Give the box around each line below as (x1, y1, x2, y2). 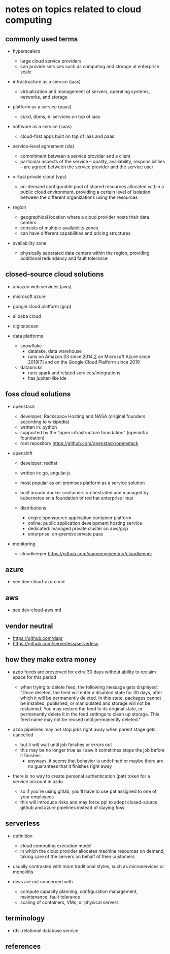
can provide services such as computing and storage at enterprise (20, 64, 160, 69)
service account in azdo (12, 778, 63, 784)
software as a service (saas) (12, 124, 72, 129)
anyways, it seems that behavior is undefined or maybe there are (27, 758, 164, 764)
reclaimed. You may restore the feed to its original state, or (20, 705, 143, 711)
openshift (12, 450, 33, 456)
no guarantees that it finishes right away (27, 763, 112, 769)
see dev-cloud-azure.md (12, 579, 65, 585)
